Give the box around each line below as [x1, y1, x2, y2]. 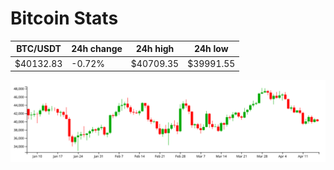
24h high [135, 43, 175, 55]
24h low [193, 43, 229, 55]
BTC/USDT [16, 43, 62, 55]
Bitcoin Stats [10, 7, 119, 30]
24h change [71, 43, 123, 55]
